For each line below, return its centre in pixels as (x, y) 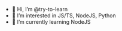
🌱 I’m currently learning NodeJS (51, 22)
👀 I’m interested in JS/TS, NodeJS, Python (64, 15)
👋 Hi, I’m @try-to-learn (39, 9)
